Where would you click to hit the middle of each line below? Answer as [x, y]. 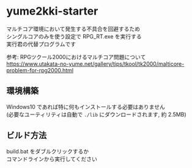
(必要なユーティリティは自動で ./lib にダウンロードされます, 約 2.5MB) [96, 114]
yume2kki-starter [52, 11]
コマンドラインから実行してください [52, 159]
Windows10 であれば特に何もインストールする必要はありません [86, 107]
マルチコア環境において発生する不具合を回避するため [73, 29]
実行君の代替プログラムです [41, 44]
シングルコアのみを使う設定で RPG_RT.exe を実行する [74, 36]
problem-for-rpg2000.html [40, 70]
